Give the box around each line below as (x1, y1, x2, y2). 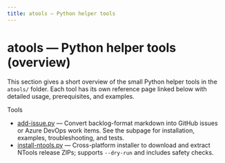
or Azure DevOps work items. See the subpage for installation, (17, 126, 195, 135)
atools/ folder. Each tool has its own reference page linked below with (7, 84, 207, 93)
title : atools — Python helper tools (7, 10, 116, 17)
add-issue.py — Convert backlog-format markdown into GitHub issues (17, 119, 219, 127)
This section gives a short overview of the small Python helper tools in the (7, 77, 217, 86)
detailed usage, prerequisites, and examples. (7, 92, 135, 100)
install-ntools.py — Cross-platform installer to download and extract (17, 141, 211, 149)
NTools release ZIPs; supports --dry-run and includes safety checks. (17, 148, 214, 156)
